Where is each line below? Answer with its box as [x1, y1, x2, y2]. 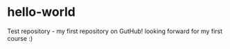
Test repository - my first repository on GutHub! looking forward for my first [7, 27, 223, 35]
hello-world [7, 4, 76, 20]
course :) [7, 34, 33, 42]
